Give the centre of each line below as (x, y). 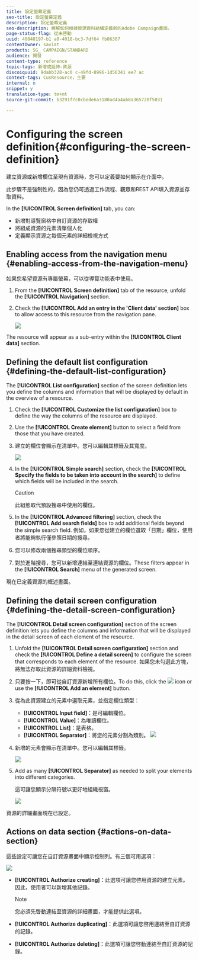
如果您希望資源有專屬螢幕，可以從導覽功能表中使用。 (71, 278)
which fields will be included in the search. (67, 481)
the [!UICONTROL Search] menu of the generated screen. (86, 570)
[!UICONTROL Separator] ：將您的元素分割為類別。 (86, 735)
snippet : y (20, 89)
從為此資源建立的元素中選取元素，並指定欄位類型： (77, 700)
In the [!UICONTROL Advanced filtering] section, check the (88, 517)
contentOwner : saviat (33, 45)
